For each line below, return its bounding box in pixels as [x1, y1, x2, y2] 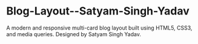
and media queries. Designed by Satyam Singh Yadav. [6, 30, 141, 37]
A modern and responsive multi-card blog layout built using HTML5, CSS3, [6, 24, 193, 31]
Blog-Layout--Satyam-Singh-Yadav [6, 4, 190, 18]
